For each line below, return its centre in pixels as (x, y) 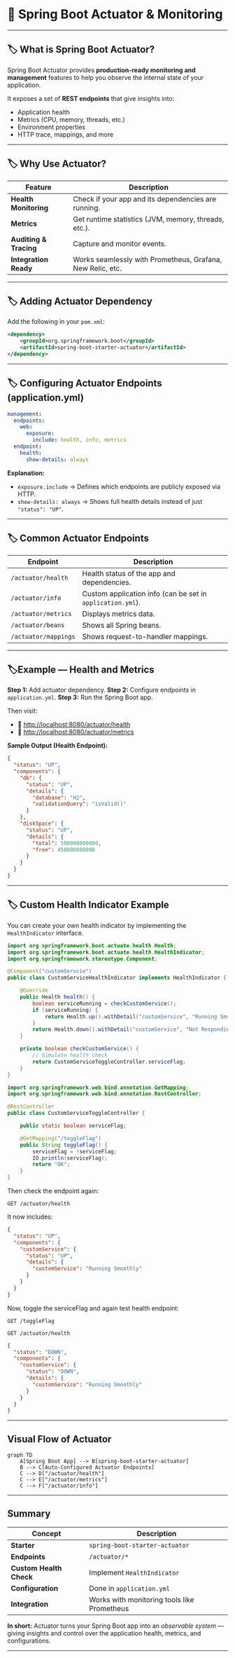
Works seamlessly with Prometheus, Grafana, (148, 259)
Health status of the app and (129, 573)
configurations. (29, 1640)
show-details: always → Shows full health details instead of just (110, 501)
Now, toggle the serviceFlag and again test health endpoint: (93, 1308)
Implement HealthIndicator (134, 1573)
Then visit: (22, 711)
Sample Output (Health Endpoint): (58, 746)
